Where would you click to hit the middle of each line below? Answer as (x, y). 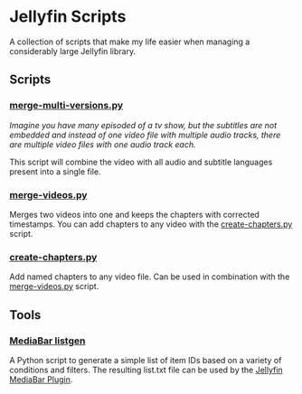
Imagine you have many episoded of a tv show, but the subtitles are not (143, 125)
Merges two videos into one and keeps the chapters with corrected (135, 214)
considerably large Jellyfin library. (73, 51)
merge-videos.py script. (54, 286)
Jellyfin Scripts (68, 17)
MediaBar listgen (47, 341)
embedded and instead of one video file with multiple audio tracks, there (145, 135)
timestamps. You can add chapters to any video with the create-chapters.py (151, 224)
